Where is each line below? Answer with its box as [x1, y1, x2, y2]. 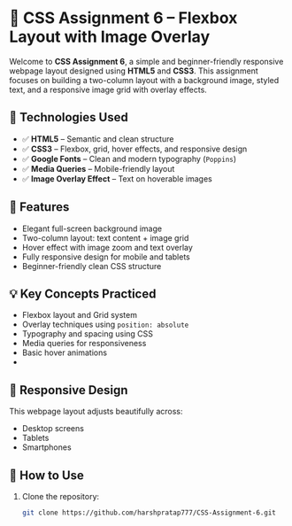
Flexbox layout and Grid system [21, 310, 137, 321]
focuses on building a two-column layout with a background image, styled [9, 74, 280, 85]
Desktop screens [21, 423, 84, 434]
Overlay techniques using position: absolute [21, 319, 189, 330]
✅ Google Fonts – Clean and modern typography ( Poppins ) [21, 153, 237, 164]
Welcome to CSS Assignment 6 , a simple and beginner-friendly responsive [9, 56, 284, 66]
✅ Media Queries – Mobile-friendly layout [21, 163, 175, 174]
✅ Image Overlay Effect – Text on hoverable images [21, 173, 212, 184]
